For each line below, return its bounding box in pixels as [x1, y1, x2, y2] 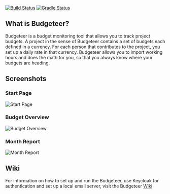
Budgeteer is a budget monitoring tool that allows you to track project [5, 33, 151, 39]
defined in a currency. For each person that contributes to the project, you [5, 44, 160, 50]
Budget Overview [5, 114, 49, 121]
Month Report [5, 138, 41, 145]
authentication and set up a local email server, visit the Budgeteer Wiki [5, 183, 153, 189]
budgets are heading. [5, 60, 50, 66]
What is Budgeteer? [5, 19, 70, 28]
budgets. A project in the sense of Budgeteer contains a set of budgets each [5, 38, 165, 44]
